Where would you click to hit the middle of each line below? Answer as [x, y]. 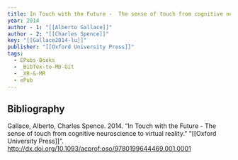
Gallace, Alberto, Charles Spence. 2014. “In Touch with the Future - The [112, 126]
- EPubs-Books [34, 60]
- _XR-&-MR [30, 73]
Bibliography [36, 108]
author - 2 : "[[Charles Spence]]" [58, 34]
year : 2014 [23, 21]
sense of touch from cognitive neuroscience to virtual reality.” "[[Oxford [112, 134]
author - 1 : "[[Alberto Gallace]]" [60, 27]
